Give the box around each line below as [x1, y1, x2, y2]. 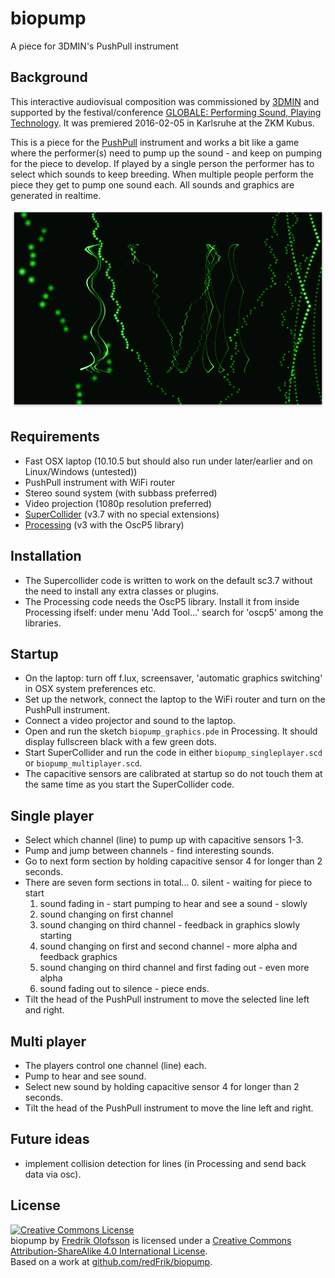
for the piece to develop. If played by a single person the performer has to [10, 157, 315, 169]
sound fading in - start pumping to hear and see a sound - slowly [39, 898, 308, 910]
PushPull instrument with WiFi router [24, 476, 176, 488]
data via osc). [24, 1168, 82, 1180]
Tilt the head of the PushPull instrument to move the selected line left [24, 993, 310, 1006]
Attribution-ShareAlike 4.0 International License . [10, 1245, 208, 1257]
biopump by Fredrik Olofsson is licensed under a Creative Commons [10, 1234, 292, 1246]
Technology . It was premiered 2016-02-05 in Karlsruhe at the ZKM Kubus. [10, 117, 315, 129]
